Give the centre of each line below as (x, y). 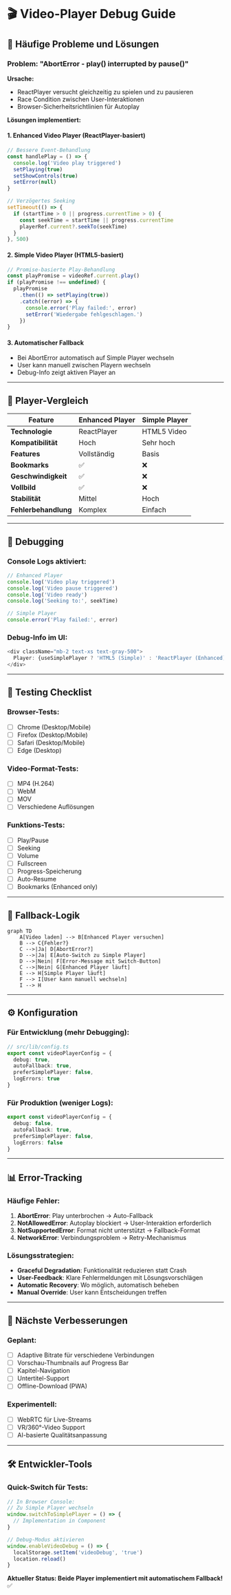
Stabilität (26, 499)
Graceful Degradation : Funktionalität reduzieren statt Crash (102, 1270)
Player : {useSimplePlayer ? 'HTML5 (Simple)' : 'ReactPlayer (103, 659)
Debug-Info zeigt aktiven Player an (66, 372)
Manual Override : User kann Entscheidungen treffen (92, 1292)
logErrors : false (38, 1143)
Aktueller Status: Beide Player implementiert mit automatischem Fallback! (115, 1578)
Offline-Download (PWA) (52, 1386)
